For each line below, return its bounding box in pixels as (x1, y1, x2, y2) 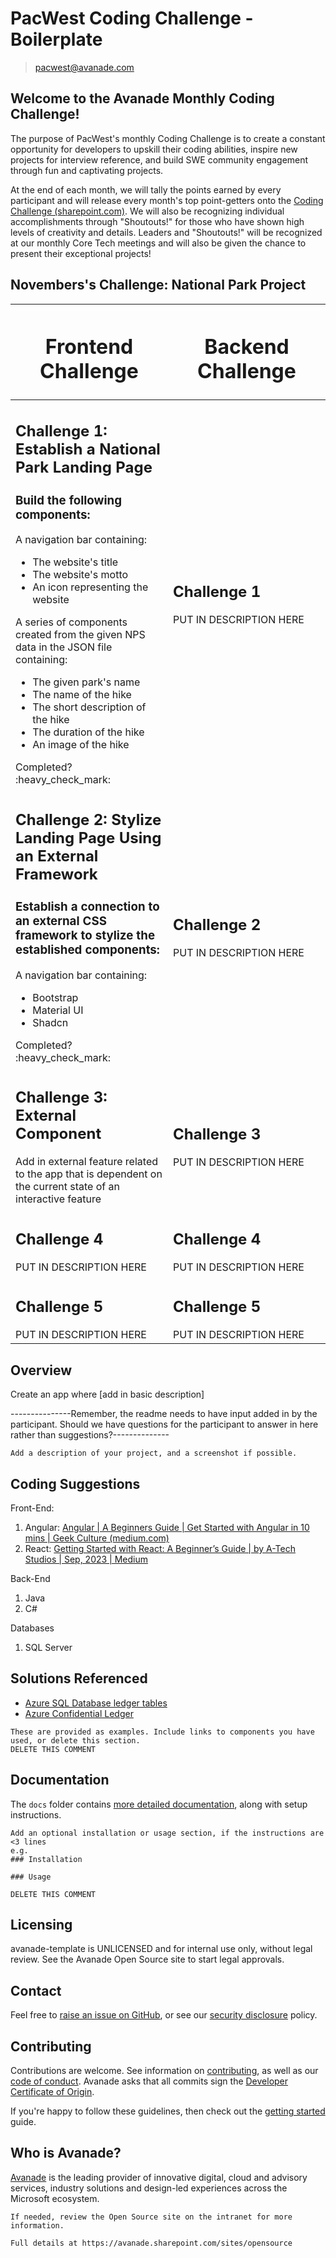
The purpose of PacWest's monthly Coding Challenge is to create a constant (10, 132, 326, 144)
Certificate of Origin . (10, 2086, 95, 2098)
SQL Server (24, 1641, 73, 1653)
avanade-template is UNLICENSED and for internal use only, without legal (10, 1943, 313, 1955)
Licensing (10, 1916, 73, 1933)
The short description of (32, 700, 147, 714)
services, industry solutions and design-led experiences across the (10, 2182, 288, 2194)
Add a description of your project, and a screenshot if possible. (10, 1448, 298, 1459)
